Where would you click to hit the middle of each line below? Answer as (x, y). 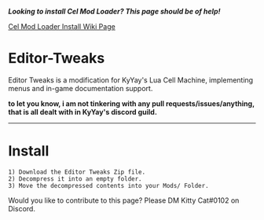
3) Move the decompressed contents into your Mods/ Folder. (109, 185)
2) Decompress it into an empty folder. (75, 179)
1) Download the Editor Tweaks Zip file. (77, 172)
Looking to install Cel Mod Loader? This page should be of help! (114, 11)
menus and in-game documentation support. (81, 88)
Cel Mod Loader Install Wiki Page (62, 26)
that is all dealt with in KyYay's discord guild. (82, 112)
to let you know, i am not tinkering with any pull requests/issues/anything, (132, 103)
